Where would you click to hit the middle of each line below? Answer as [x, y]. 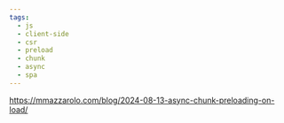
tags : [19, 17]
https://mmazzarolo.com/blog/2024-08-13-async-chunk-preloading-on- [142, 100]
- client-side [43, 34]
